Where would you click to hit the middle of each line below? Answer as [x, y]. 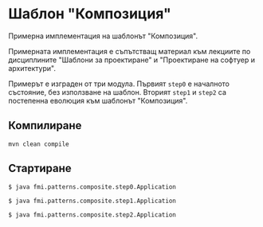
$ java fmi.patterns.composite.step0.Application [92, 187]
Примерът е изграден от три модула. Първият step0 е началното [119, 84]
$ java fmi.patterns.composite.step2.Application [92, 215]
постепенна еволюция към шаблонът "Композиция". [98, 100]
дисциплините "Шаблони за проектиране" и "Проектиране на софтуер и [131, 60]
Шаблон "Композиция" [90, 14]
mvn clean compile [39, 144]
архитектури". [32, 68]
